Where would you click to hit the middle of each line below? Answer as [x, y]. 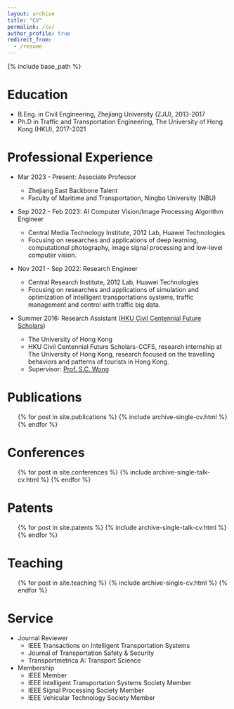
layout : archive [31, 14]
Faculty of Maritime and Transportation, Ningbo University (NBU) [122, 198]
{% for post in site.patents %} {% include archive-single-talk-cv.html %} [122, 527]
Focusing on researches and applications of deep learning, [113, 240]
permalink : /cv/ [31, 27]
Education [38, 95]
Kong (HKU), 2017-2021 [52, 129]
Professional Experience [80, 158]
